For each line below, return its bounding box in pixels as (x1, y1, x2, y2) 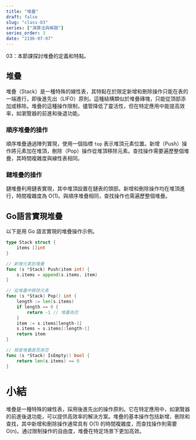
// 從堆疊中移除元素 (6, 287, 49, 294)
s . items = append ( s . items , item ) (16, 272, 98, 278)
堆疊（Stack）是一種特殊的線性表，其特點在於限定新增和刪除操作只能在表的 (6, 88, 188, 95)
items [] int (16, 245, 45, 251)
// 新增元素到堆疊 (6, 261, 45, 266)
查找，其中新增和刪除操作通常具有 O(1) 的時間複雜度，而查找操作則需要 (6, 420, 177, 427)
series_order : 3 (6, 30, 45, 36)
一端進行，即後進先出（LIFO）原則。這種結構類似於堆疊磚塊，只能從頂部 (6, 95, 181, 102)
